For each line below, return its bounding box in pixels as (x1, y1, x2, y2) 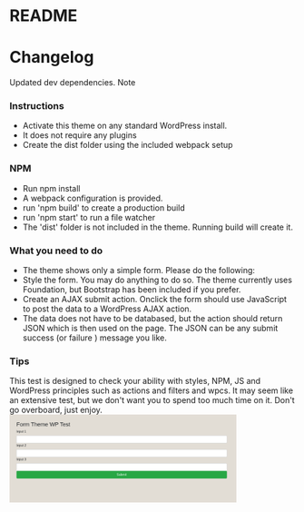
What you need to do (9, 244, 103, 257)
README (9, 5, 78, 26)
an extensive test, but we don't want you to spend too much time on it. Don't (9, 395, 295, 406)
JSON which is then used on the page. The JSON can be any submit (22, 323, 279, 334)
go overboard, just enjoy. (9, 405, 103, 416)
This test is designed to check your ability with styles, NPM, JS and (9, 376, 261, 387)
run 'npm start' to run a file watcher (22, 212, 156, 222)
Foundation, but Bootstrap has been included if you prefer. (22, 284, 241, 295)
